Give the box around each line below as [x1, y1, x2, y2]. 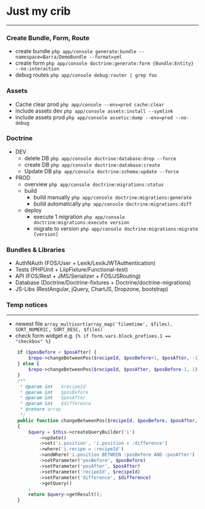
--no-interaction [15, 66, 60, 72]
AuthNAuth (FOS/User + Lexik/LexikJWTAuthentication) [15, 259, 156, 267]
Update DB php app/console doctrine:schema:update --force [24, 167, 179, 175]
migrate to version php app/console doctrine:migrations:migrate [33, 225, 198, 232]
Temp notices [6, 301, 48, 310]
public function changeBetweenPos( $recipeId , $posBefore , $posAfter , [17, 417, 198, 423]
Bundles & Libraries [6, 245, 65, 254]
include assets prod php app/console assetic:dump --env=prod [15, 113, 173, 121]
